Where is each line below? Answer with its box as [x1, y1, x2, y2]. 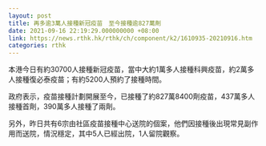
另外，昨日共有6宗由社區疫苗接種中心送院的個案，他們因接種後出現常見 [8, 119, 244, 128]
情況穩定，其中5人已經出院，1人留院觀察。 [42, 129, 184, 139]
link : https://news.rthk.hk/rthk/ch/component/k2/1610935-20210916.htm [8, 34, 252, 43]
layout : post [8, 11, 52, 20]
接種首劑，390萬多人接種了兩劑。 [8, 102, 120, 112]
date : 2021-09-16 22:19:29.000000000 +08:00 [8, 26, 159, 34]
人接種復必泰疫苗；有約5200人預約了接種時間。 [8, 75, 167, 84]
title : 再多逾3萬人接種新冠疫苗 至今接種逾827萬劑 [8, 19, 162, 27]
